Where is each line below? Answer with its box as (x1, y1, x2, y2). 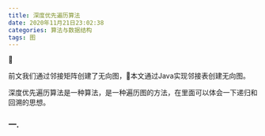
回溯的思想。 (8, 97, 50, 107)
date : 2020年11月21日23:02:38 (8, 19, 104, 27)
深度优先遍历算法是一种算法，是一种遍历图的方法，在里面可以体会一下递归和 (8, 88, 258, 97)
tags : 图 (8, 33, 36, 42)
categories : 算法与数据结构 (8, 26, 93, 34)
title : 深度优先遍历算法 (8, 11, 81, 20)
